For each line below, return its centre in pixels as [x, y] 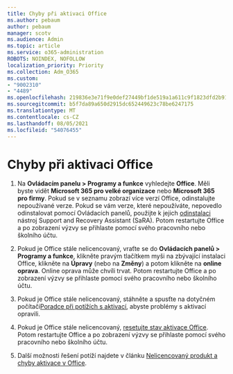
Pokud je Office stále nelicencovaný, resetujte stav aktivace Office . [113, 327]
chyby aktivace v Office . [52, 363]
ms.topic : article [34, 46]
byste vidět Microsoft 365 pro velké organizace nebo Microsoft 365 [116, 191]
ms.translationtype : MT [42, 111]
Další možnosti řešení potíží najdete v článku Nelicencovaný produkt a [117, 356]
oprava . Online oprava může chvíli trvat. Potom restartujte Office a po [116, 271]
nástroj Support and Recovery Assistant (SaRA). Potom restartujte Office [121, 220]
